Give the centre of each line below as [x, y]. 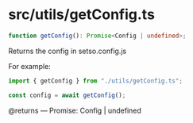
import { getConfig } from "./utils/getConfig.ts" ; [95, 81]
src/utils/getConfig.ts [81, 15]
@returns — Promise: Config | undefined [75, 110]
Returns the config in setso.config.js [68, 51]
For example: [30, 66]
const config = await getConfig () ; [67, 95]
